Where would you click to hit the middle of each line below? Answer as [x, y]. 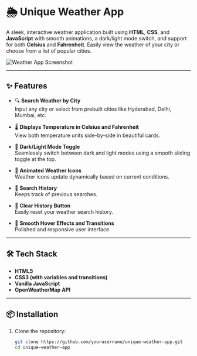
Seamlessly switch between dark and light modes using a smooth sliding [102, 153]
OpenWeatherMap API [43, 290]
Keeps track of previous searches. [56, 194]
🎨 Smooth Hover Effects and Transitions [64, 223]
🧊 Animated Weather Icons [48, 170]
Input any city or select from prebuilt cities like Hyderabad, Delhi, [93, 109]
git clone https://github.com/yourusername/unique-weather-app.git [98, 342]
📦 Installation [32, 314]
